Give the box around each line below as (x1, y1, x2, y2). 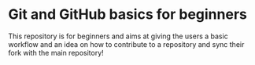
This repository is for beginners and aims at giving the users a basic (8, 31, 228, 41)
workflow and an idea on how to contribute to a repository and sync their (8, 39, 245, 49)
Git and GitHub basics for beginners (8, 5, 248, 23)
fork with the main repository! (8, 48, 104, 57)
